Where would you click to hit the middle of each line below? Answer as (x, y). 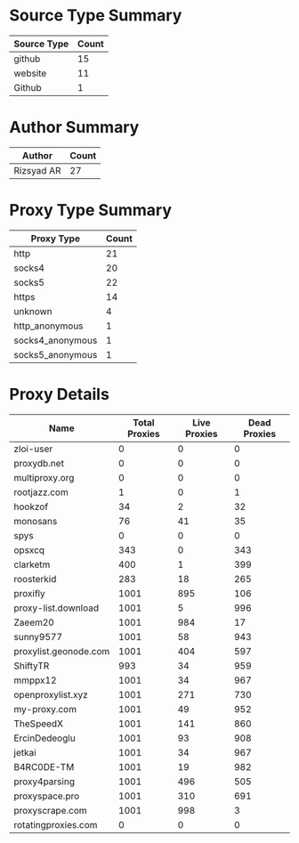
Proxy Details (59, 394)
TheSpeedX (39, 724)
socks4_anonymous (56, 340)
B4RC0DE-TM (44, 766)
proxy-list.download (57, 608)
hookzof (31, 507)
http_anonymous (48, 326)
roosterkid (35, 579)
